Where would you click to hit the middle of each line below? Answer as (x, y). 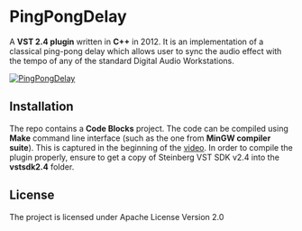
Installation (41, 107)
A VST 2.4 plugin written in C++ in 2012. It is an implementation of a (137, 42)
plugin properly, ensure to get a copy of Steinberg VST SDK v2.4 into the (144, 157)
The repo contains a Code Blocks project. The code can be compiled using (149, 128)
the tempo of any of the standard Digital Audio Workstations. (122, 60)
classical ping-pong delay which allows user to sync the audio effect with (146, 51)
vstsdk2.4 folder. (42, 166)
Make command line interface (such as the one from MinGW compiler (140, 138)
